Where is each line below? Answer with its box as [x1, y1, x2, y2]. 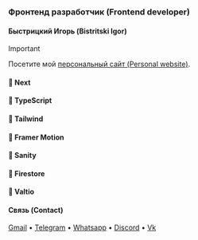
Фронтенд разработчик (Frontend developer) [8, 6, 191, 18]
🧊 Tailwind [8, 114, 44, 124]
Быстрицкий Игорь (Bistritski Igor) [8, 26, 127, 36]
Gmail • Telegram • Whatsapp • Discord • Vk [8, 222, 157, 233]
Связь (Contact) [8, 205, 64, 214]
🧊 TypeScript [8, 96, 52, 105]
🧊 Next [8, 77, 31, 87]
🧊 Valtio [8, 187, 34, 197]
